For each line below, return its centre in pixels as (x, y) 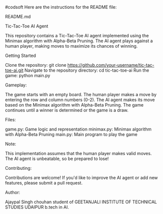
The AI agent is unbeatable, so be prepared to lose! (57, 159)
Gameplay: (16, 85)
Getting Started (21, 55)
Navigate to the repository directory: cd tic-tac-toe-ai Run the (87, 70)
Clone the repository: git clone (36, 65)
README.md (18, 16)
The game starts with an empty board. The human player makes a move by (81, 94)
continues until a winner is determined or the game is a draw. (67, 110)
